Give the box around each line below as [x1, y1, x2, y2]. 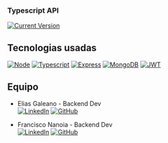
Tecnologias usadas [7, 41, 97, 54]
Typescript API [7, 6, 59, 15]
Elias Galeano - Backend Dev [17, 99, 101, 107]
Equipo [7, 81, 38, 93]
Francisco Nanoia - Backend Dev [17, 120, 113, 128]
